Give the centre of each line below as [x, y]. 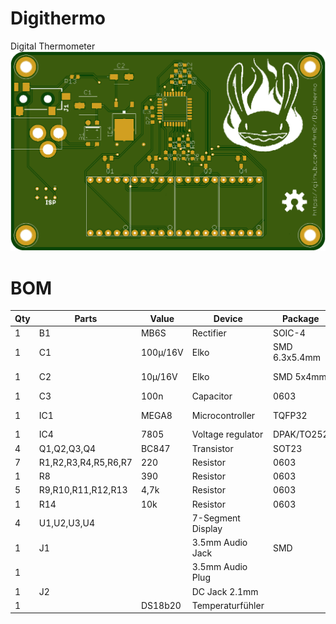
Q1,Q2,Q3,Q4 [67, 448]
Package [300, 318]
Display [207, 528]
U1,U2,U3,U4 [67, 523]
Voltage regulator [227, 434]
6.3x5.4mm [296, 358]
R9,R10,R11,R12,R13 [83, 490]
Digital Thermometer [53, 46]
